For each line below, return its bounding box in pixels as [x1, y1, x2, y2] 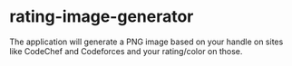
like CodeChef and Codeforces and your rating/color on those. [9, 45, 243, 56]
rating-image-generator [9, 6, 194, 27]
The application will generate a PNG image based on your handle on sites [9, 36, 284, 47]
